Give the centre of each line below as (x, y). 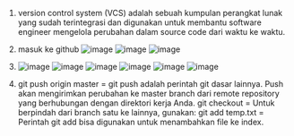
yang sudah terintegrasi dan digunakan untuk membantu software (139, 22)
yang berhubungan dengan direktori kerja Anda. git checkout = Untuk (146, 103)
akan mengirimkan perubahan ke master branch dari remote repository (148, 93)
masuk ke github (48, 49)
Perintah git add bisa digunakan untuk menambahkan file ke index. (141, 122)
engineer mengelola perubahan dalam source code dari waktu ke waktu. (151, 32)
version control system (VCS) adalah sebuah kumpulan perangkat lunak (150, 13)
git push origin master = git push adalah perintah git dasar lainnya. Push (151, 84)
